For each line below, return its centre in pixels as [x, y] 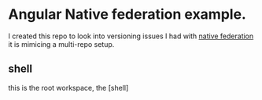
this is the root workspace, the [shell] [68, 87]
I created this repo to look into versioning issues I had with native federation [131, 36]
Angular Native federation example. [127, 14]
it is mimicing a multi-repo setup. [61, 44]
